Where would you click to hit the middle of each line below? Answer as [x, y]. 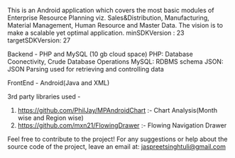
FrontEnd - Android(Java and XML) [59, 83]
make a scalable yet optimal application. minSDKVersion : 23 [96, 33]
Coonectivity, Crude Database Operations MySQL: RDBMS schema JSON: [115, 62]
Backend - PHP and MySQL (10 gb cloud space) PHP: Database [100, 54]
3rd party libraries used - [44, 96]
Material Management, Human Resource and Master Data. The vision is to [115, 25]
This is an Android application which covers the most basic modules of [111, 10]
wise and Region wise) [50, 118]
